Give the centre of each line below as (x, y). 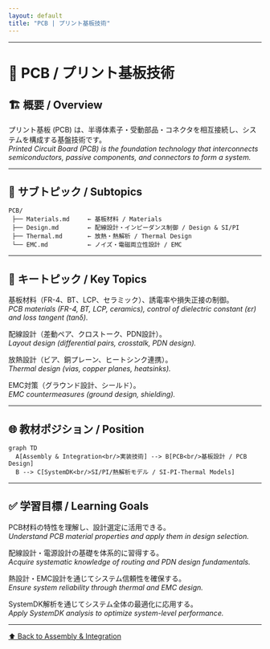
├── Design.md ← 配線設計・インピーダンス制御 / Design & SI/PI (125, 228)
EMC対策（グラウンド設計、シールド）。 (74, 386)
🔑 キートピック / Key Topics (78, 279)
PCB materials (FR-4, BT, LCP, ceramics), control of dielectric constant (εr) (133, 309)
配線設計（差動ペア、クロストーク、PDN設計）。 (87, 334)
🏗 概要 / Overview (55, 105)
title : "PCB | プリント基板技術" (59, 23)
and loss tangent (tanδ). (48, 317)
